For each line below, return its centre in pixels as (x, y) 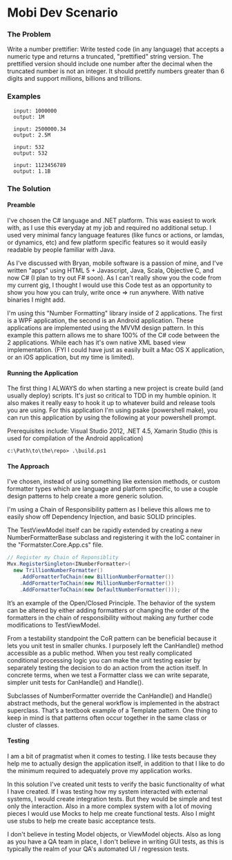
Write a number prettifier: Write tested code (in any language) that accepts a (116, 49)
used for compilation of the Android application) (75, 438)
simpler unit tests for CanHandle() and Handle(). (75, 682)
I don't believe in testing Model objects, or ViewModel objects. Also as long (114, 834)
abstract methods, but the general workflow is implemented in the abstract (113, 703)
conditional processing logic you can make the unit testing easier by (104, 660)
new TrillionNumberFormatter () (58, 571)
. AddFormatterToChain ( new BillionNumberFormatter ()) (97, 577)
